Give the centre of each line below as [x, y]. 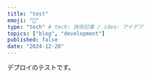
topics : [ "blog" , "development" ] [56, 33]
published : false [33, 40]
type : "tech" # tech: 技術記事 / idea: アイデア [75, 27]
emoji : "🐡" [23, 20]
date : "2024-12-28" [36, 46]
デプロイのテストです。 [41, 67]
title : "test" [28, 14]
